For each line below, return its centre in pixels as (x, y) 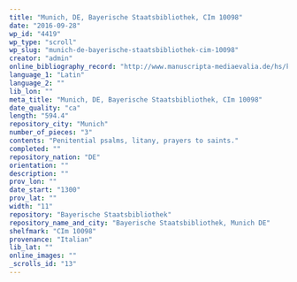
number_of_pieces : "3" (51, 133)
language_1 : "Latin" (47, 75)
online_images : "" (43, 256)
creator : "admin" (41, 58)
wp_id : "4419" (35, 34)
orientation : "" (39, 165)
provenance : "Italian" (51, 240)
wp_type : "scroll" (43, 42)
